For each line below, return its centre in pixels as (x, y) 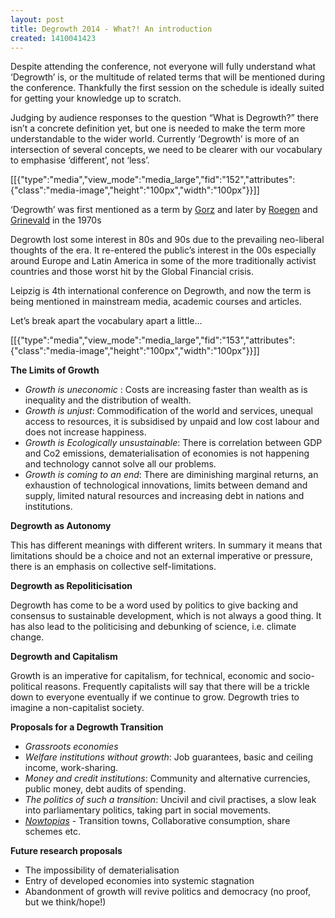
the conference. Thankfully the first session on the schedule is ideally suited (167, 88)
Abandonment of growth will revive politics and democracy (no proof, (167, 892)
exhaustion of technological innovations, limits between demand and (166, 485)
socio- (301, 676)
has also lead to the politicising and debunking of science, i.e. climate (153, 627)
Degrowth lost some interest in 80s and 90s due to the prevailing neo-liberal (167, 240)
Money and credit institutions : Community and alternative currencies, (167, 778)
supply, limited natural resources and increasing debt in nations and (164, 496)
